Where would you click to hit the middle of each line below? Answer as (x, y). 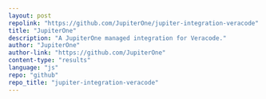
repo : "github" (34, 75)
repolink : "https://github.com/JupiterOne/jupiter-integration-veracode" (134, 23)
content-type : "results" (50, 61)
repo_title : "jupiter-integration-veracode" (83, 82)
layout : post (30, 16)
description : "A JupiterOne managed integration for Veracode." (117, 38)
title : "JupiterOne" (43, 30)
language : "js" (34, 68)
